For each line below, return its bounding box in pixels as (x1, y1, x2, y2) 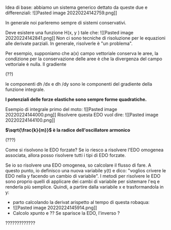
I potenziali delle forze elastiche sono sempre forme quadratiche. (5, 97, 147, 102)
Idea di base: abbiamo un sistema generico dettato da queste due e (5, 5, 147, 10)
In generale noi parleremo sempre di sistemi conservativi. (5, 20, 126, 26)
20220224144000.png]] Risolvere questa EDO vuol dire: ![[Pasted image (5, 112, 159, 118)
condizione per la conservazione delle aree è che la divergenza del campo (5, 56, 162, 62)
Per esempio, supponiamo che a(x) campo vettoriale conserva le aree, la (5, 51, 159, 56)
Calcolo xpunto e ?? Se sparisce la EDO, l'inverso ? (12, 210, 120, 216)
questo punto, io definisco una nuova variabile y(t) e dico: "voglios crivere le (5, 168, 166, 173)
